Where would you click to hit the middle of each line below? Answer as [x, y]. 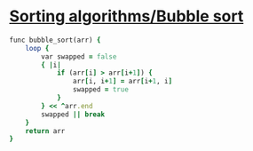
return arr [45, 131]
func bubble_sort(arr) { [55, 40]
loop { [37, 48]
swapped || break [73, 114]
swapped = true [100, 90]
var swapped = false [79, 56]
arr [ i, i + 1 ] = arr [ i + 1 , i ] [123, 82]
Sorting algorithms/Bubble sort [126, 16]
